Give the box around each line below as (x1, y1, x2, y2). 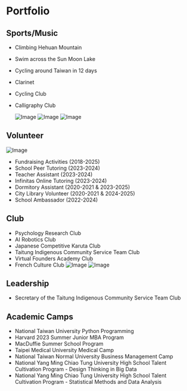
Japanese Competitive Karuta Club (14, 242, 101, 249)
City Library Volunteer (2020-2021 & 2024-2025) (14, 190, 135, 197)
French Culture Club (14, 261, 64, 268)
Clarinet (14, 79, 35, 85)
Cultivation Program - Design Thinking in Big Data (14, 366, 137, 373)
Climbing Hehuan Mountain (14, 44, 82, 51)
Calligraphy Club (14, 102, 56, 109)
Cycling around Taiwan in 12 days (14, 67, 97, 74)
